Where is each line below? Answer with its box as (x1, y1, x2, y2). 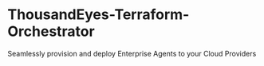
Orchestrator (7, 22, 95, 41)
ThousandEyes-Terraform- (7, 6, 190, 24)
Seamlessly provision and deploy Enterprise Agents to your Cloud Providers (7, 49, 257, 58)
